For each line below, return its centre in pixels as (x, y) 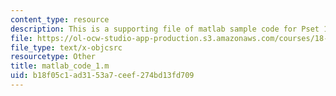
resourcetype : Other (53, 57)
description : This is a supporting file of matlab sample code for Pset (165, 29)
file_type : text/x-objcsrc (66, 47)
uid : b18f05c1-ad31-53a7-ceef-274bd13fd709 (102, 76)
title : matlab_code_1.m (60, 66)
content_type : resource (60, 19)
